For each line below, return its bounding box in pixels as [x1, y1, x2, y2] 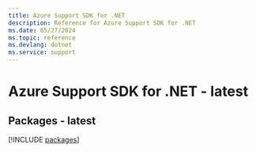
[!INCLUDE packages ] [8, 135, 80, 144]
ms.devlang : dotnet [8, 41, 73, 49]
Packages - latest [8, 114, 96, 127]
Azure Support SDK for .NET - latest [8, 82, 249, 101]
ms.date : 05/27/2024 [8, 26, 77, 34]
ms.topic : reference [8, 33, 77, 42]
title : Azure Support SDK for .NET [8, 11, 126, 20]
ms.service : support [8, 48, 77, 56]
